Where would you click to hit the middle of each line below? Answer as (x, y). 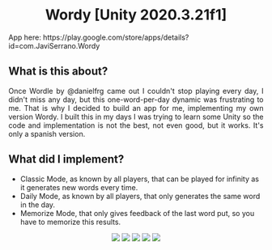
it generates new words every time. (79, 187)
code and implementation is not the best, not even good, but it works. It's (136, 125)
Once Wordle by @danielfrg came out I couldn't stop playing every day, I (136, 91)
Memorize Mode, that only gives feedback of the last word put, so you (137, 213)
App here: (25, 37)
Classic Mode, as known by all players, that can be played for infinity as (139, 179)
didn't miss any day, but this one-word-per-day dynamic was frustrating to (136, 100)
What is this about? (58, 72)
